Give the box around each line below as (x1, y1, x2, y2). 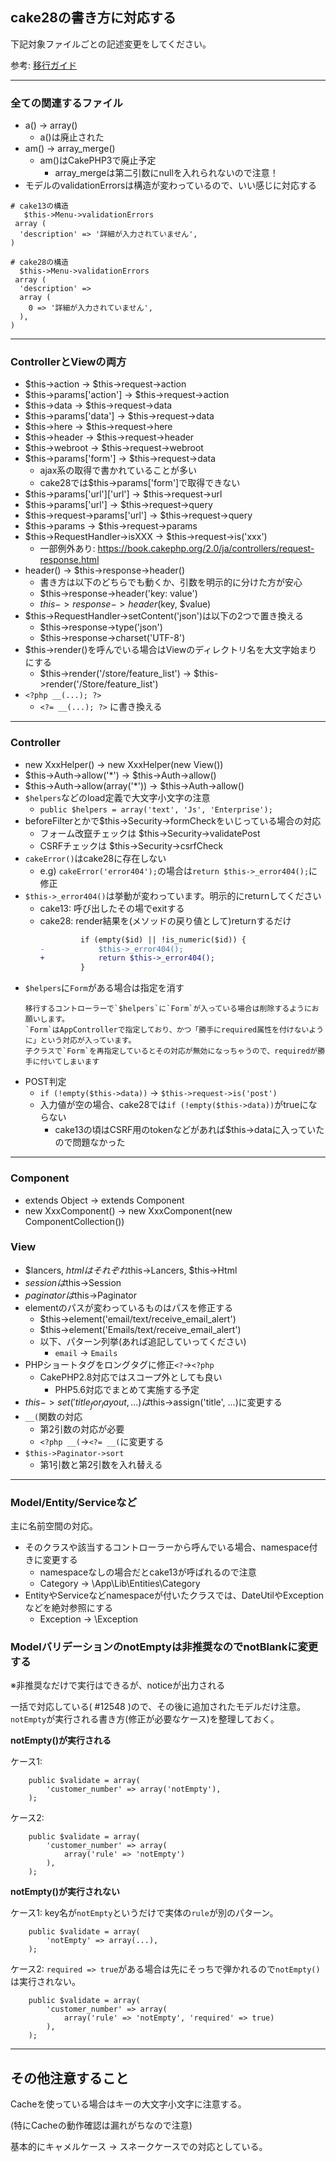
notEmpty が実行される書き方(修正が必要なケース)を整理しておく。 (10, 1713, 280, 1725)
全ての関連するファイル (10, 96, 123, 110)
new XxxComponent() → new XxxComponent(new (24, 1204, 233, 1217)
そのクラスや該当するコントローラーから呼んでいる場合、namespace (24, 1541, 310, 1553)
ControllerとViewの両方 (10, 355, 127, 369)
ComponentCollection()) (24, 1215, 125, 1227)
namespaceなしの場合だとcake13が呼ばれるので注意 (39, 1566, 257, 1578)
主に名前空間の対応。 (10, 1519, 98, 1532)
